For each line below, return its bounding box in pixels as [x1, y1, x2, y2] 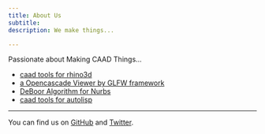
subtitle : [8, 19, 41, 27]
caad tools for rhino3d [19, 70, 92, 80]
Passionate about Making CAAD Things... [8, 54, 142, 64]
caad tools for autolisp [19, 95, 93, 105]
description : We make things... [8, 26, 114, 34]
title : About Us [8, 11, 62, 20]
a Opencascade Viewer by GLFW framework [19, 78, 165, 87]
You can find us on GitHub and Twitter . [8, 117, 134, 127]
